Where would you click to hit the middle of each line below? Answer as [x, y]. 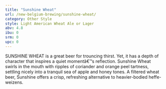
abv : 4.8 [14, 28]
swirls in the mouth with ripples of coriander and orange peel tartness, [77, 66]
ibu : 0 [12, 33]
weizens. [14, 82]
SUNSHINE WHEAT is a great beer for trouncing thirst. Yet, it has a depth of [82, 56]
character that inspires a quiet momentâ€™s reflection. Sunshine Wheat [78, 61]
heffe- [155, 77]
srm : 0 [12, 38]
